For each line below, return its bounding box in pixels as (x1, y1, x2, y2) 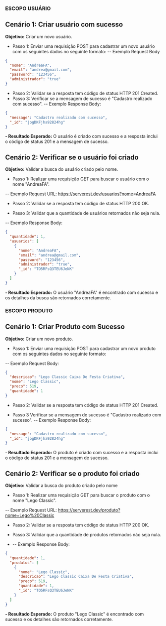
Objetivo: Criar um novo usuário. (5, 33, 72, 39)
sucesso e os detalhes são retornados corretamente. (5, 616, 113, 622)
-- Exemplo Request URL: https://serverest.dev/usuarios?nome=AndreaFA (5, 191, 156, 197)
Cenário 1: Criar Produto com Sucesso (5, 323, 125, 331)
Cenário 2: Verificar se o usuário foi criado (5, 153, 139, 161)
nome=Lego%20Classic (5, 512, 55, 518)
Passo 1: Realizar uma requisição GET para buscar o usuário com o (12, 176, 149, 182)
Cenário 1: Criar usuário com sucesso (5, 20, 123, 29)
